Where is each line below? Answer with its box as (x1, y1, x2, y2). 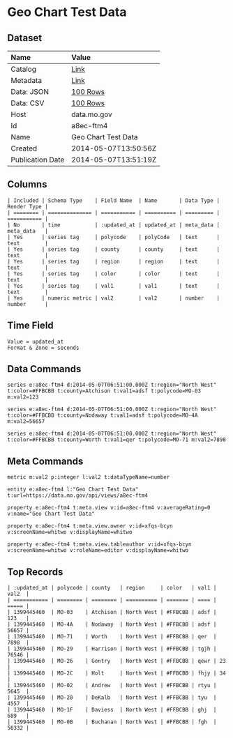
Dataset (7, 32, 43, 44)
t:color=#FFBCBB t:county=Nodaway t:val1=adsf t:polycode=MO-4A (7, 412, 198, 419)
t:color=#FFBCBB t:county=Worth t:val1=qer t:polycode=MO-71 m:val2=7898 (7, 436, 227, 443)
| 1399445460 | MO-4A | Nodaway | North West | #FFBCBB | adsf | (7, 621, 217, 628)
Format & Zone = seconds (7, 344, 80, 351)
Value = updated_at (7, 338, 64, 345)
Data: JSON (10, 87, 50, 96)
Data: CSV (10, 98, 45, 108)
